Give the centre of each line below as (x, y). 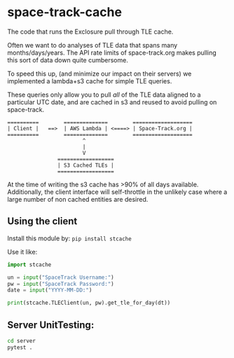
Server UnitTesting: (51, 325)
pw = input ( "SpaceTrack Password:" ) (61, 284)
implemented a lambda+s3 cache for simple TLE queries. (90, 81)
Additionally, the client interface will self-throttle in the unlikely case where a (117, 192)
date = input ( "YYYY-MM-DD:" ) (50, 290)
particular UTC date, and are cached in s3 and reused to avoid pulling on (112, 102)
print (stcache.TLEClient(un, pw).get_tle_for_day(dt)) (89, 303)
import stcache (29, 264)
